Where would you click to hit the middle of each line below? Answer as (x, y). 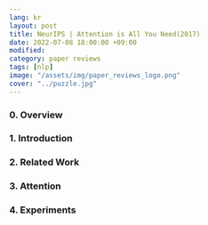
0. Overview (36, 115)
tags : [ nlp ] (31, 68)
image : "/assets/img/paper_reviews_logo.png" (95, 76)
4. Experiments (43, 210)
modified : (28, 51)
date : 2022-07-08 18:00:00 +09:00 (73, 42)
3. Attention (36, 186)
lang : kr (25, 17)
